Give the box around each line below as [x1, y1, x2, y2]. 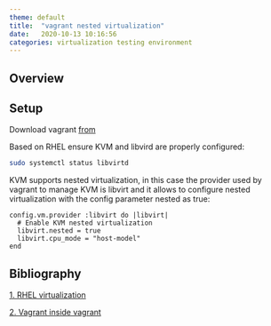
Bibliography [9, 266, 82, 281]
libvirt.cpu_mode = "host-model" [17, 235, 141, 243]
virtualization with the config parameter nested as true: [9, 194, 211, 204]
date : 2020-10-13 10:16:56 [9, 29, 117, 38]
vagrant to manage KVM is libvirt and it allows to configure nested [9, 184, 251, 195]
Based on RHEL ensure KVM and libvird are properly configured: [9, 141, 245, 152]
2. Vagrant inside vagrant [9, 307, 102, 318]
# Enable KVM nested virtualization [17, 219, 153, 227]
